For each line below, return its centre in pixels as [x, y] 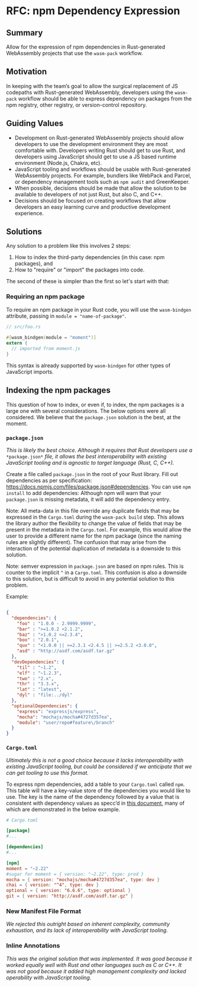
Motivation [27, 72]
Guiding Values [35, 123]
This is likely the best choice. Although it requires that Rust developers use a [99, 450]
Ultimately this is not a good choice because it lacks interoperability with [95, 760]
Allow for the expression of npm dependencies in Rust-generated [86, 47]
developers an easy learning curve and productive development [92, 207]
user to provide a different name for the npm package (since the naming [94, 536]
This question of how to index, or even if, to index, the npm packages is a [95, 404]
